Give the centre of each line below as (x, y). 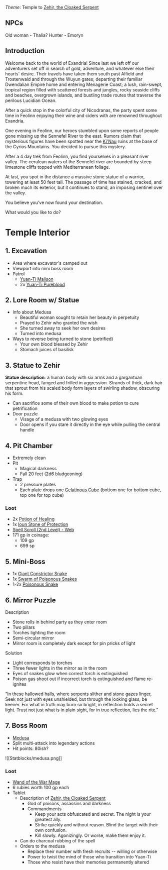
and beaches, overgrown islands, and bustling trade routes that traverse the (83, 95)
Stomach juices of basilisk (47, 350)
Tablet (19, 793)
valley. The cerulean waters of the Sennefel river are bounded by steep (78, 161)
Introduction (25, 51)
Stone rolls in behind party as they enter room (60, 622)
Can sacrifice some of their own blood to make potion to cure (75, 403)
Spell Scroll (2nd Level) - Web (43, 530)
